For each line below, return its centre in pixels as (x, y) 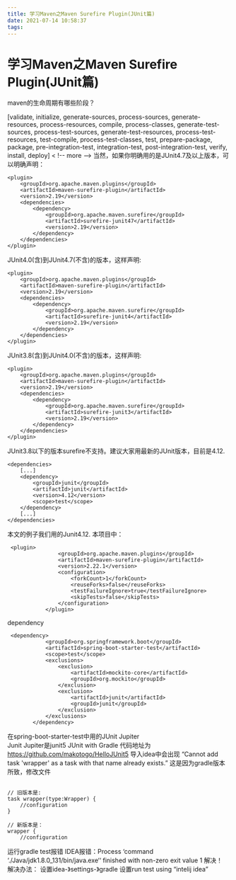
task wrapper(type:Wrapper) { (52, 799)
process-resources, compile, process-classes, (108, 125)
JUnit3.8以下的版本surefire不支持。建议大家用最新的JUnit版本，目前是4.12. (116, 451)
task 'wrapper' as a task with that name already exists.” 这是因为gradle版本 (117, 763)
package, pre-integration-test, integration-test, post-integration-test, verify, (117, 147)
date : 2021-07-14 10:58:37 (47, 21)
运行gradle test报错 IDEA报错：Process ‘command (81, 852)
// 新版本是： (25, 825)
